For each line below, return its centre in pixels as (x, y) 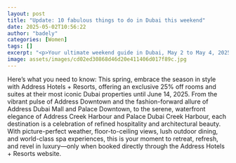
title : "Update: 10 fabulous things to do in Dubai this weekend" (106, 20)
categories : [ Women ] (38, 40)
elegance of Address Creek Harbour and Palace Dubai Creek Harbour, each (117, 116)
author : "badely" (33, 33)
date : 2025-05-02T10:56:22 (47, 27)
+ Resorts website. (34, 153)
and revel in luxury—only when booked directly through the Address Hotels (116, 146)
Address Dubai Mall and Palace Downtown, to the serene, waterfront (106, 108)
